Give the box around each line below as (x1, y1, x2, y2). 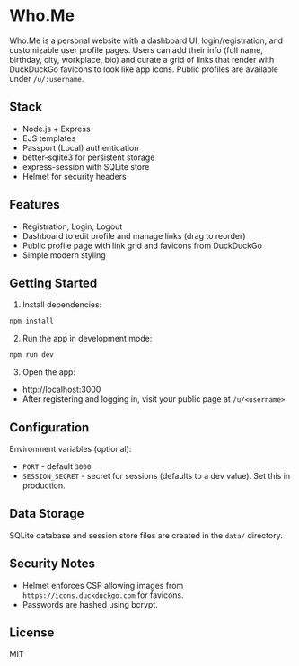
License (9, 625, 55, 640)
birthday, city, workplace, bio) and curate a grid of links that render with (9, 54, 275, 65)
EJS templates (22, 132, 76, 144)
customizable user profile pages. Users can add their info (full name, (9, 44, 263, 55)
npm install (9, 316, 54, 326)
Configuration (9, 420, 90, 435)
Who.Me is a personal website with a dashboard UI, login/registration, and (9, 35, 284, 46)
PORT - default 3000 (22, 460, 92, 472)
